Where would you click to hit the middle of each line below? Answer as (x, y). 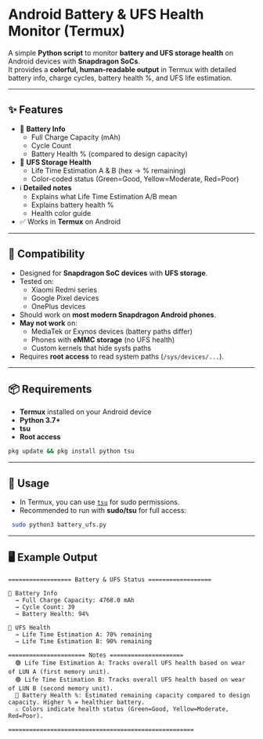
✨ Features (36, 110)
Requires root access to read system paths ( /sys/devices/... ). (122, 356)
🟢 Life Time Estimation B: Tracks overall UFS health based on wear (130, 679)
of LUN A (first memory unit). (59, 672)
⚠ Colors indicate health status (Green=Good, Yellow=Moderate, (122, 709)
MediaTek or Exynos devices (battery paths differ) (112, 331)
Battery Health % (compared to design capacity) (109, 154)
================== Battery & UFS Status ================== (110, 579)
